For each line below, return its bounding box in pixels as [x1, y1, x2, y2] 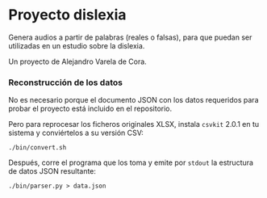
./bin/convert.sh [8, 144, 67, 152]
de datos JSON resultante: [8, 166, 97, 176]
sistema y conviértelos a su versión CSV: [8, 128, 144, 138]
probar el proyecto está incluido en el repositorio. [8, 103, 173, 114]
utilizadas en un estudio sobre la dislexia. [8, 40, 145, 50]
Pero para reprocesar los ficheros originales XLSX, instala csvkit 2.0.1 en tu [8, 120, 260, 129]
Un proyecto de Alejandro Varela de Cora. [8, 57, 147, 66]
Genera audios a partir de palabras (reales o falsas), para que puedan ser [8, 32, 252, 42]
